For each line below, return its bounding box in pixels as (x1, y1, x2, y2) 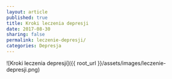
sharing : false (6, 32, 45, 38)
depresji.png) (6, 66, 40, 73)
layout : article (6, 9, 48, 15)
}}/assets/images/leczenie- (97, 59, 166, 67)
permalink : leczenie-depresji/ (6, 37, 86, 43)
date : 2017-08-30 (6, 26, 51, 32)
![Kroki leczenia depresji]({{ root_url (6, 59, 97, 67)
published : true (6, 15, 48, 21)
